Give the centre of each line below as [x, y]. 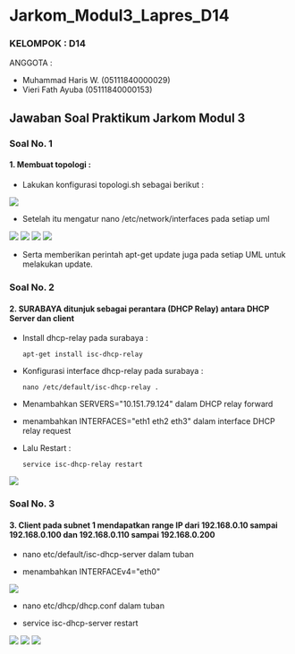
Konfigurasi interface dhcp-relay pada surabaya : [113, 371]
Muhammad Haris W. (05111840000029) [97, 81]
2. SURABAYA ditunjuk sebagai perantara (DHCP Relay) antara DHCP [139, 309]
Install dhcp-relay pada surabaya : [85, 338]
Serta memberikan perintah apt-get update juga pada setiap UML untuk [154, 255]
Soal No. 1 [31, 143]
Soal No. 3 [32, 504]
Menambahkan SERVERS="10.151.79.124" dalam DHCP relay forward [147, 404]
